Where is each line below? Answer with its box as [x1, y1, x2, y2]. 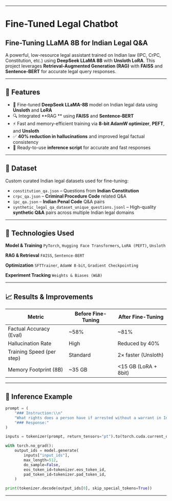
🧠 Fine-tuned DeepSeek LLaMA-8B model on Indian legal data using [12, 101, 158, 107]
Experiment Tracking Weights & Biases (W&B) [5, 272, 102, 278]
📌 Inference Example [5, 392, 73, 401]
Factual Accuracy [8, 325, 50, 333]
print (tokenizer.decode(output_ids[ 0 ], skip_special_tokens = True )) [5, 486, 153, 491]
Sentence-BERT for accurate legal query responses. [5, 69, 117, 74]
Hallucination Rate [8, 340, 52, 347]
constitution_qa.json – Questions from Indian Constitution [12, 187, 139, 193]
